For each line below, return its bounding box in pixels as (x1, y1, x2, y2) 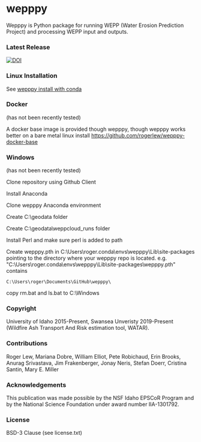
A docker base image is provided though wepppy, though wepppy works (6, 125, 186, 133)
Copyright (6, 305, 37, 313)
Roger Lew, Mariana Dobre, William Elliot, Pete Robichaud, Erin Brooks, (6, 353, 181, 360)
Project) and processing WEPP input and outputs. (6, 28, 128, 35)
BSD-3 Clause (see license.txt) (6, 429, 83, 437)
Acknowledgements (6, 380, 67, 389)
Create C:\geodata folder (6, 214, 68, 221)
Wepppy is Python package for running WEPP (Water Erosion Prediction (6, 22, 184, 29)
